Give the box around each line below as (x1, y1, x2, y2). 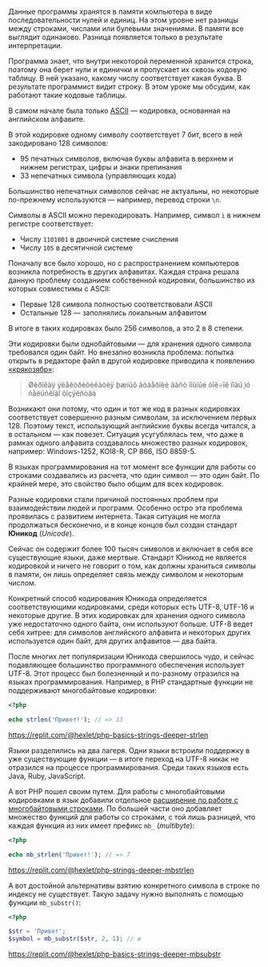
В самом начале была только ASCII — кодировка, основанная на (8, 106, 230, 115)
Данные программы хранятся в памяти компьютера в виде (8, 7, 213, 16)
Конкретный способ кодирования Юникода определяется (8, 594, 207, 603)
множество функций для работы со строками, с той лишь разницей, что (8, 812, 256, 821)
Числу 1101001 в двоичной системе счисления (19, 235, 178, 243)
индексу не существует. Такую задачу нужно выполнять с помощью (8, 889, 244, 899)
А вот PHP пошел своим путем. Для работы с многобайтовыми (8, 786, 226, 796)
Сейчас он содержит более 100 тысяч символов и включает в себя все (8, 544, 254, 553)
